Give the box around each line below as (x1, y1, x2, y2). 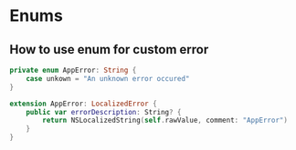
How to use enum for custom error (9, 42, 209, 57)
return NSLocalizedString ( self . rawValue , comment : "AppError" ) (42, 115, 288, 125)
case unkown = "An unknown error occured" (26, 74, 190, 83)
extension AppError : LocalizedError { (9, 99, 157, 108)
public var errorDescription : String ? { (26, 107, 182, 116)
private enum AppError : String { (9, 65, 137, 75)
